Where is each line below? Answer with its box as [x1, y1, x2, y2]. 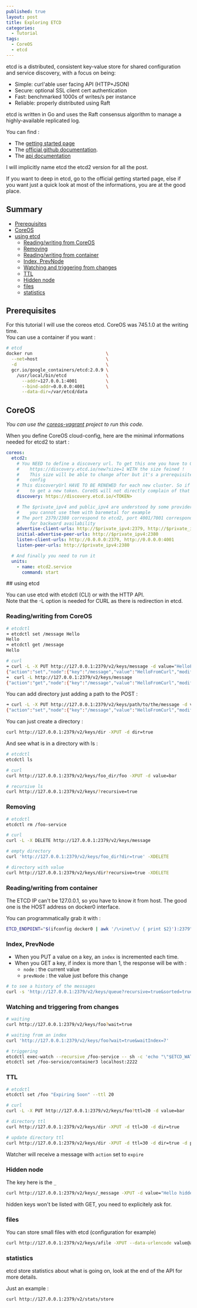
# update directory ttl [6, 1135, 64, 1141]
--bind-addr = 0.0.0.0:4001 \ [21, 383, 109, 390]
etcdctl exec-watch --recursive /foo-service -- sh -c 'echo [6, 1054, 159, 1059]
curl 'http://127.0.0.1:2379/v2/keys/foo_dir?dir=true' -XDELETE [6, 854, 169, 860]
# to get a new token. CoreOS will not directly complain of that [16, 488, 191, 494]
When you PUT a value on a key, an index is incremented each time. [14, 953, 179, 961]
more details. [6, 1273, 38, 1281]
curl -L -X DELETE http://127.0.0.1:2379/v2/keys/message [6, 838, 151, 844]
